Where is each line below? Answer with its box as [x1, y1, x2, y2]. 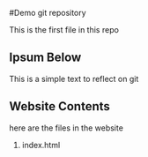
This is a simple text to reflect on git [9, 73, 139, 84]
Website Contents [9, 99, 110, 114]
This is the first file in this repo [9, 25, 119, 34]
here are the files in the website [9, 123, 123, 133]
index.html [21, 139, 61, 150]
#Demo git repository [9, 8, 86, 18]
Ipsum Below [9, 50, 82, 65]
